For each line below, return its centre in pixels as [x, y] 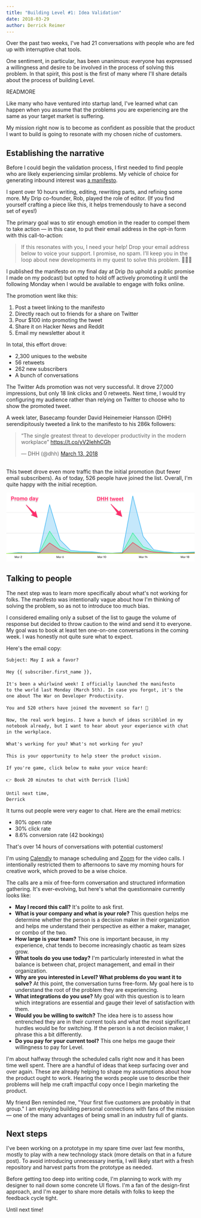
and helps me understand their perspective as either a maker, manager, [103, 926]
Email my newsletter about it [50, 333]
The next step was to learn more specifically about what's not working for [97, 593]
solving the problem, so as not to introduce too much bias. [78, 605]
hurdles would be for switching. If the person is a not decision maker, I [101, 1028]
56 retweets [30, 362]
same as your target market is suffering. [55, 116]
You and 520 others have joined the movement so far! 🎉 [77, 708]
